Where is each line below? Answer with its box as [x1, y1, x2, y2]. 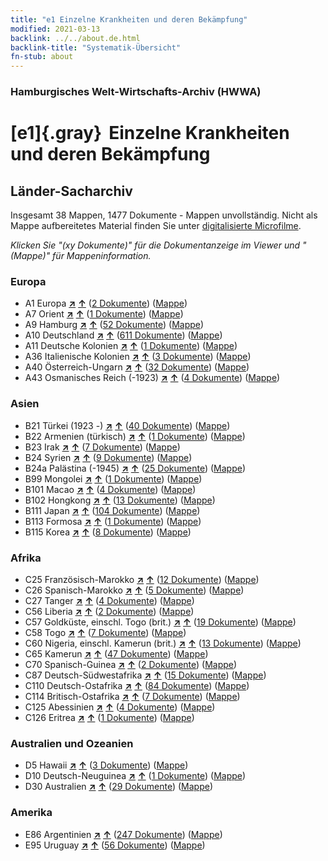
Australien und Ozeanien [10, 736, 134, 750]
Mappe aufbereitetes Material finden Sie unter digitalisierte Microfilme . [10, 220, 302, 232]
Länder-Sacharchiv [10, 182, 133, 200]
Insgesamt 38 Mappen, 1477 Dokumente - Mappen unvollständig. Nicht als [10, 209, 318, 221]
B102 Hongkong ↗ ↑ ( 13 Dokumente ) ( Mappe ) [24, 494, 216, 506]
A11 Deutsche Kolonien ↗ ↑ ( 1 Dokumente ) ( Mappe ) [24, 340, 238, 352]
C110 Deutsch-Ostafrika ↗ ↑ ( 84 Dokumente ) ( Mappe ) [24, 679, 250, 691]
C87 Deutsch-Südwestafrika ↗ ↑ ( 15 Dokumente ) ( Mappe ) [24, 669, 267, 681]
